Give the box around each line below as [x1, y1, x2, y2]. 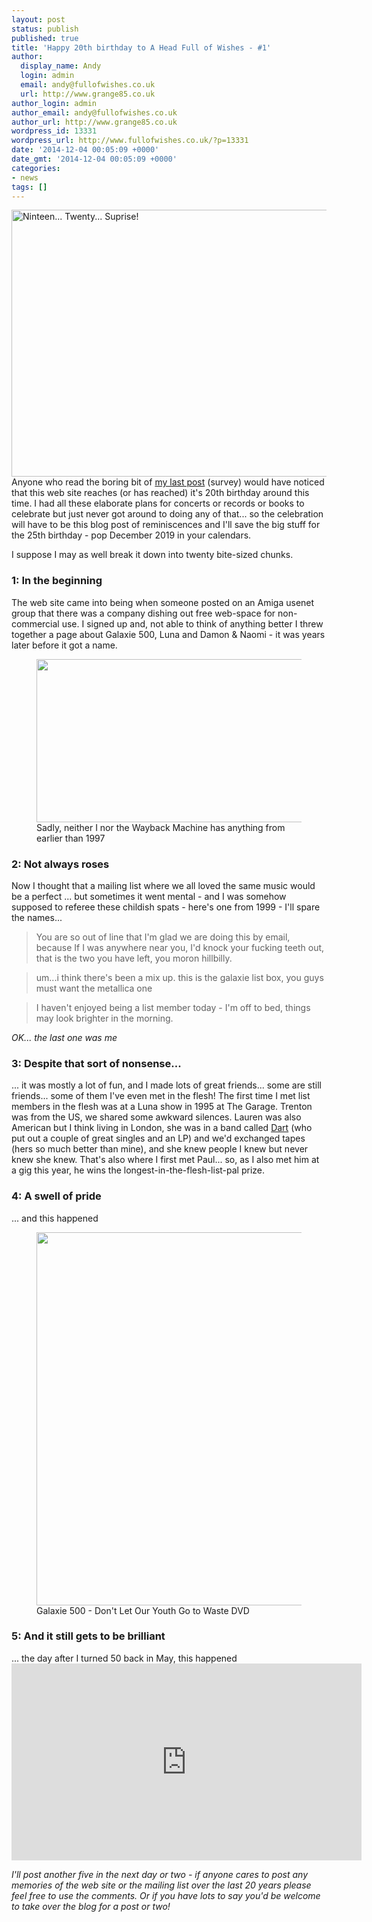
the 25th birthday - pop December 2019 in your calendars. [11, 529, 252, 541]
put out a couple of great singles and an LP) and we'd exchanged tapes [11, 1132, 306, 1145]
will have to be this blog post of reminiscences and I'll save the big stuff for [11, 519, 321, 531]
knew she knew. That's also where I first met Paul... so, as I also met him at [11, 1154, 320, 1166]
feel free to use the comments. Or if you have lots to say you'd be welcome [11, 1889, 321, 1901]
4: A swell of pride [11, 1189, 102, 1203]
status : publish [11, 24, 79, 34]
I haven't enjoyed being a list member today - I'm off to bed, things [35, 1001, 311, 1013]
